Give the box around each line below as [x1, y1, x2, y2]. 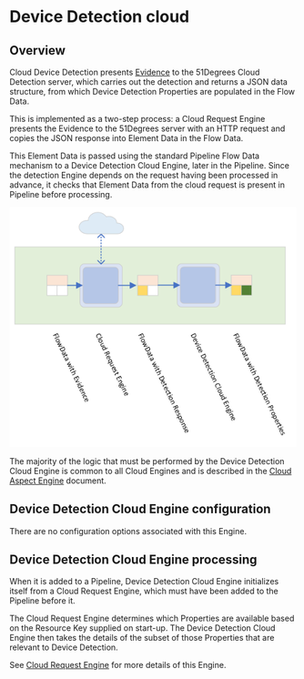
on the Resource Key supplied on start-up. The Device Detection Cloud [9, 623, 276, 633]
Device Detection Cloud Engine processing [9, 552, 258, 568]
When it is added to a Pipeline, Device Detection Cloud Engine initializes [9, 576, 279, 587]
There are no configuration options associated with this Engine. [9, 525, 248, 536]
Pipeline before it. [9, 595, 76, 606]
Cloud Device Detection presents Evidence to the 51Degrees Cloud [9, 66, 260, 77]
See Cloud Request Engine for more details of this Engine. [9, 660, 227, 671]
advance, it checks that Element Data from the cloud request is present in [9, 179, 285, 190]
